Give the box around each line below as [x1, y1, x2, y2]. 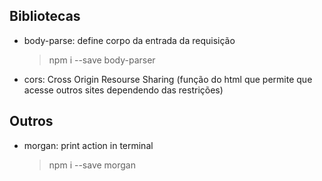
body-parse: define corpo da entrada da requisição [23, 34, 236, 46]
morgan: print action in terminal [23, 139, 154, 151]
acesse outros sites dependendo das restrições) [23, 84, 224, 96]
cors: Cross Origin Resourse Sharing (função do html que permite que [23, 73, 313, 85]
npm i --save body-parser [48, 54, 156, 66]
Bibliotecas [9, 8, 81, 25]
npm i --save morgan [48, 159, 137, 171]
